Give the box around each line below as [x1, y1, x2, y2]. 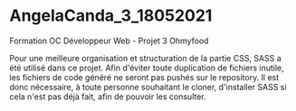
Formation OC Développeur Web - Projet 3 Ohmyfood [9, 35, 209, 46]
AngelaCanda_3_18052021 [9, 5, 213, 26]
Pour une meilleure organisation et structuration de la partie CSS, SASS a [9, 52, 282, 63]
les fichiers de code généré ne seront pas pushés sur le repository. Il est [9, 71, 280, 82]
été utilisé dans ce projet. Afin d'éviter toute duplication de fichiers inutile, [9, 62, 285, 73]
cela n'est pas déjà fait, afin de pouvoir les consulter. [9, 91, 206, 102]
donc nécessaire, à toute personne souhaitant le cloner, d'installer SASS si [9, 81, 287, 92]
